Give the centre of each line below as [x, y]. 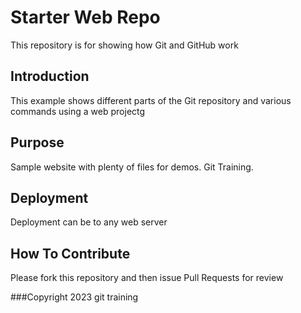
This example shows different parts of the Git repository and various [151, 100]
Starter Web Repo [85, 17]
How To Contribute [70, 253]
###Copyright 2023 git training [74, 297]
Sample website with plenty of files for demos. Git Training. [132, 167]
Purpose [37, 142]
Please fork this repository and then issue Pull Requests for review [147, 278]
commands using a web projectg [78, 111]
